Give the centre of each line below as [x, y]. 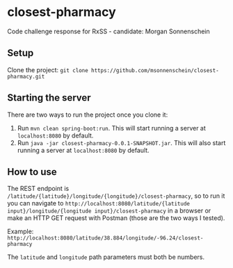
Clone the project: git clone [48, 69]
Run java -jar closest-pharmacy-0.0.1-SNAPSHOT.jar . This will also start [121, 142]
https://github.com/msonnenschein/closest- [155, 70]
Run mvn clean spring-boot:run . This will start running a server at [112, 128]
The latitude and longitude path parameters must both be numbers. [106, 257]
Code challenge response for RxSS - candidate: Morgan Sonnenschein [109, 31]
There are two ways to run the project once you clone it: [88, 115]
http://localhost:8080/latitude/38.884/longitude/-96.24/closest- [105, 238]
